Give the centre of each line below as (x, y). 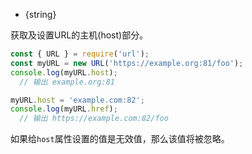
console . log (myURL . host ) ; (64, 72)
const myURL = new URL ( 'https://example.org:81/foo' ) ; (127, 63)
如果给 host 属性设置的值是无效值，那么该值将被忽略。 (120, 139)
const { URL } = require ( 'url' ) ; (80, 54)
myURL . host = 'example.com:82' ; (77, 100)
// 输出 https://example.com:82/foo (94, 119)
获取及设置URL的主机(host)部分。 (79, 35)
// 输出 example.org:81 (67, 82)
